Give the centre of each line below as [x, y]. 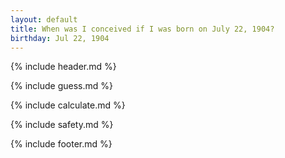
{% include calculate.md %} [68, 105]
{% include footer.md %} [61, 144]
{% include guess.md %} [61, 86]
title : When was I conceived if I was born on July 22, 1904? [142, 29]
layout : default [44, 19]
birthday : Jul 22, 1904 [60, 38]
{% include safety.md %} [62, 125]
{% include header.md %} [63, 67]
